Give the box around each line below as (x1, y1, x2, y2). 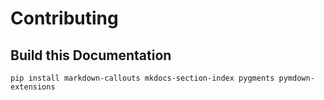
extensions (10, 82, 56, 92)
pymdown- (278, 73, 315, 83)
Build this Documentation (10, 47, 172, 64)
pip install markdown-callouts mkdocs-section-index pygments (10, 73, 275, 83)
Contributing (10, 7, 119, 30)
